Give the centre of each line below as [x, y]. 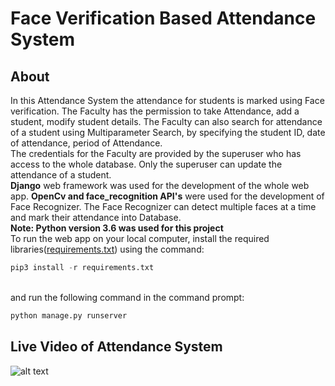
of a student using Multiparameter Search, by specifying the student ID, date [168, 132]
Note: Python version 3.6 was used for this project [117, 228]
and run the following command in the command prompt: [127, 297]
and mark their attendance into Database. [96, 217]
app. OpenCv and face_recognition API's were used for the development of [167, 196]
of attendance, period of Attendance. [86, 143]
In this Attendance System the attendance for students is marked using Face [167, 100]
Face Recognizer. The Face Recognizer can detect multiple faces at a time [163, 206]
